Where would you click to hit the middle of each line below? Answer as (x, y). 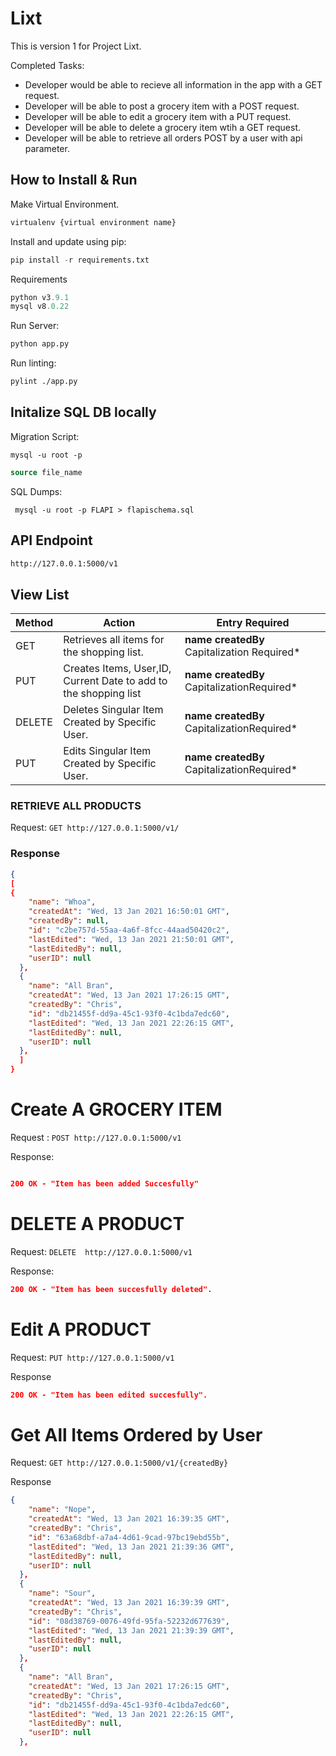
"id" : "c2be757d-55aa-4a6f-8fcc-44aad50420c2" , (129, 930)
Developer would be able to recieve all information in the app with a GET (173, 84)
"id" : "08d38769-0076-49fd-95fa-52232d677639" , (129, 1621)
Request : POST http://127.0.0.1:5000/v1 (96, 1137)
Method (34, 623)
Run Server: (35, 326)
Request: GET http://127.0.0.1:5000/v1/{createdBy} (119, 1463)
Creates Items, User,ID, (117, 669)
